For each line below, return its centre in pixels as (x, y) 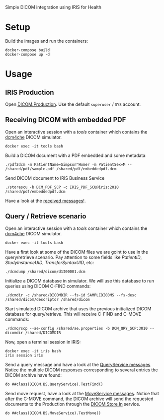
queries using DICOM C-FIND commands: (48, 286)
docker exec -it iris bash (33, 351)
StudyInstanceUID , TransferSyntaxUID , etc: (50, 262)
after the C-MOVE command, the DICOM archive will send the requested (79, 399)
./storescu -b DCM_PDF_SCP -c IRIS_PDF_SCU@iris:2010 (62, 187)
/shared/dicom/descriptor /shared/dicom (48, 299)
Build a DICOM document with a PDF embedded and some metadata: (76, 155)
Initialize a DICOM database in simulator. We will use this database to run (80, 280)
